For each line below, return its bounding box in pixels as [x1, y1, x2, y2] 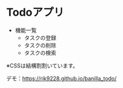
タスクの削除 [24, 42, 56, 49]
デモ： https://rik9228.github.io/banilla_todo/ [6, 75, 117, 82]
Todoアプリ [6, 5, 65, 19]
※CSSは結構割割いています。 [6, 61, 79, 69]
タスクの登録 [24, 34, 56, 41]
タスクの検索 [24, 49, 56, 56]
